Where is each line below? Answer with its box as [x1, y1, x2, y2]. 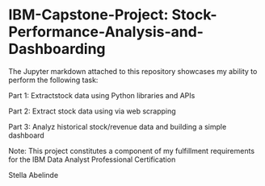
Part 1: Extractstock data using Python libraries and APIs [8, 90, 196, 100]
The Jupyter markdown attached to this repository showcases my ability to [8, 66, 258, 76]
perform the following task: [8, 75, 99, 85]
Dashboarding [8, 40, 107, 58]
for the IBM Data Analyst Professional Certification [8, 155, 176, 164]
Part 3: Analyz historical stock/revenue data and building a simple [8, 122, 227, 131]
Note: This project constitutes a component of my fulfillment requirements [8, 146, 255, 155]
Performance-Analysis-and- [8, 23, 204, 41]
